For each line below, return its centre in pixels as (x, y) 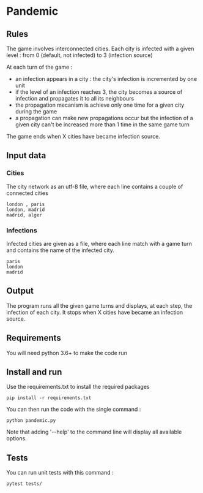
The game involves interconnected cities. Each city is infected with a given (100, 48)
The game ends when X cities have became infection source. (83, 136)
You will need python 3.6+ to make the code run (67, 353)
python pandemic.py (31, 421)
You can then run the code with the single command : (74, 410)
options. (17, 438)
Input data (26, 155)
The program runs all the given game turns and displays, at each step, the (99, 305)
